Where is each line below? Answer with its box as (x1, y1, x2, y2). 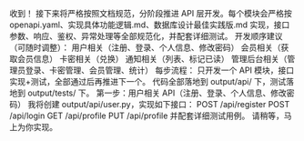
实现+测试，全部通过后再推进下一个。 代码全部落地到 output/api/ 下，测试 (9, 76, 287, 86)
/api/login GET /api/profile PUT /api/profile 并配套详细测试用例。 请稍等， (9, 110, 284, 121)
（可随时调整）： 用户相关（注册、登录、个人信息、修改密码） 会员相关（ (9, 42, 281, 53)
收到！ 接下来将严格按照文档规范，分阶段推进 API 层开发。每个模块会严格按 (9, 8, 293, 18)
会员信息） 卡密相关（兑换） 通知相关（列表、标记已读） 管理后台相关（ (16, 54, 288, 64)
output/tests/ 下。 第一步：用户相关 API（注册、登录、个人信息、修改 (26, 87, 287, 98)
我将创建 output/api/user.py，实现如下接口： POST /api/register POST (26, 99, 290, 109)
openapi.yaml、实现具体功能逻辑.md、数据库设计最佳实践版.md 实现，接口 (9, 19, 290, 30)
